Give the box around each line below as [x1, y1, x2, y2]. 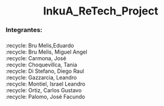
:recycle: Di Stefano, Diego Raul [5, 67, 84, 75]
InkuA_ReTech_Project [43, 4, 159, 18]
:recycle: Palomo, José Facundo [5, 93, 86, 101]
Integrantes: [5, 26, 43, 34]
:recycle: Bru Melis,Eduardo [5, 42, 74, 49]
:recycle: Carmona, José [5, 55, 67, 62]
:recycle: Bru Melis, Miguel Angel [5, 48, 88, 55]
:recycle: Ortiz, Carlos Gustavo [5, 87, 82, 94]
